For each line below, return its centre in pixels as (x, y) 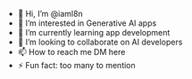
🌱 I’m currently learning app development (94, 32)
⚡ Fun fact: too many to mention (76, 65)
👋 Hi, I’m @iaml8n (50, 14)
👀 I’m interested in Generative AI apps (87, 23)
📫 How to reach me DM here (71, 52)
